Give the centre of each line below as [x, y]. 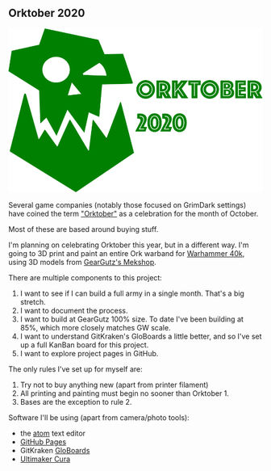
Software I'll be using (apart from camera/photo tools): [99, 417]
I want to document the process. [74, 310]
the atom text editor [53, 433]
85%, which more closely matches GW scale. [95, 327]
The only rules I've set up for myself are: [75, 369]
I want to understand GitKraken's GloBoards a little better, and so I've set [141, 336]
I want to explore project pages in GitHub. [89, 353]
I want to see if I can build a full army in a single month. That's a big [132, 293]
